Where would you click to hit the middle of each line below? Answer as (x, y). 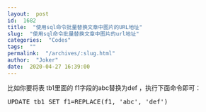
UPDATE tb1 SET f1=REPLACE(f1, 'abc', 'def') (88, 101)
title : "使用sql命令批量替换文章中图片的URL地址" (75, 27)
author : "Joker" (33, 60)
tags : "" (22, 47)
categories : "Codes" (39, 40)
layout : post (28, 14)
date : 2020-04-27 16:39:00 (49, 67)
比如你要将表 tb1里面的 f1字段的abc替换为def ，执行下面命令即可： (104, 88)
